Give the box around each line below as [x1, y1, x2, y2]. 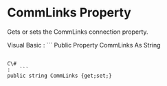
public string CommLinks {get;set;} [7, 72, 112, 79]
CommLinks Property [7, 5, 132, 21]
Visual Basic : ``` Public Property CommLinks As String [7, 41, 161, 49]
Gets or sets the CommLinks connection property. [7, 28, 149, 36]
